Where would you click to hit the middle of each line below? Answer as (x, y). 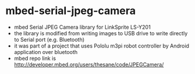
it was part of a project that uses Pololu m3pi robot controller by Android (101, 46)
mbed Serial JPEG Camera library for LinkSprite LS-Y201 (82, 27)
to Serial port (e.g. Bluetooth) (49, 39)
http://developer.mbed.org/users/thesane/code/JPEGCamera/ (89, 64)
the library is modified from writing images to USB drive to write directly (101, 33)
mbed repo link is (35, 58)
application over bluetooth (46, 52)
